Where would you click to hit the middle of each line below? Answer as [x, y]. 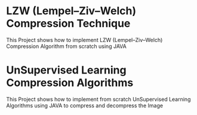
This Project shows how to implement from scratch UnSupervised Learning [98, 99]
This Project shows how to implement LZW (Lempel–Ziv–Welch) [84, 40]
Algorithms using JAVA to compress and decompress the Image [84, 106]
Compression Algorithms [70, 83]
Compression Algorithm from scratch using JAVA [66, 46]
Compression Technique [68, 23]
